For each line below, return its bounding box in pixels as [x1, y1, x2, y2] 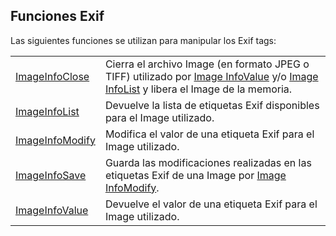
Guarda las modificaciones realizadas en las [104, 155, 312, 169]
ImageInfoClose [15, 69, 90, 83]
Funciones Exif [10, 8, 105, 25]
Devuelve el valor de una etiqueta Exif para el [104, 197, 318, 211]
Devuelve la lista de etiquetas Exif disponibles [104, 98, 320, 112]
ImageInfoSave [15, 168, 87, 182]
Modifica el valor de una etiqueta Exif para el [104, 127, 315, 141]
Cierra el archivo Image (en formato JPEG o [104, 57, 310, 71]
